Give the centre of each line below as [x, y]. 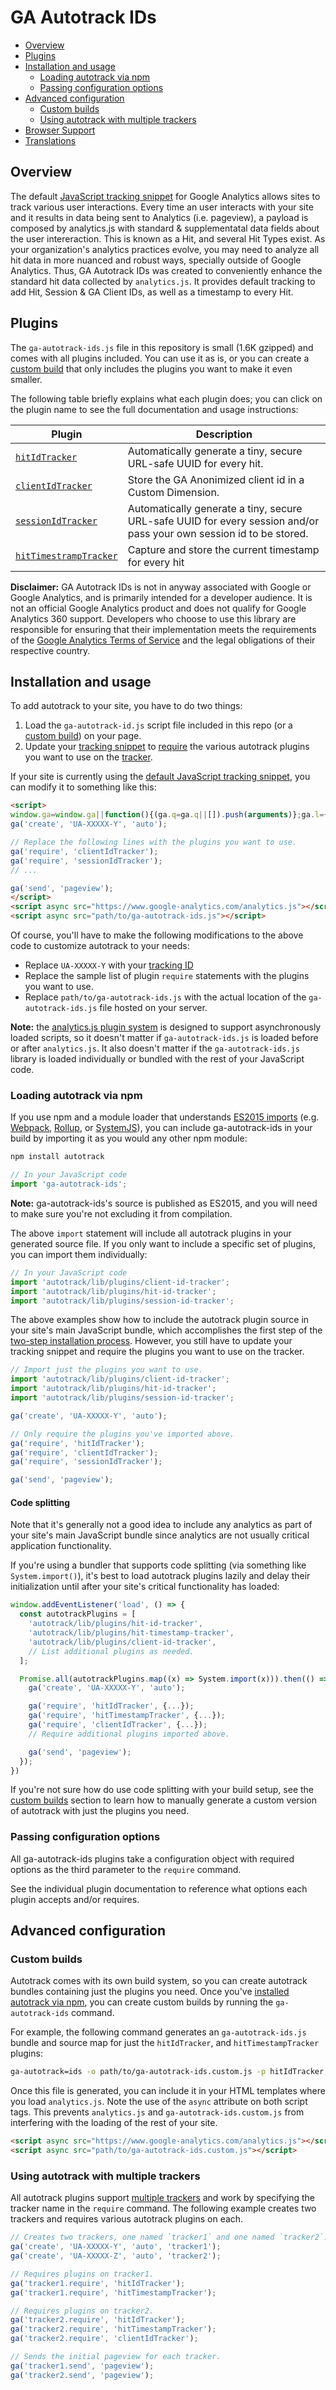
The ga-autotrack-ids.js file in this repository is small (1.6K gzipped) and [162, 347]
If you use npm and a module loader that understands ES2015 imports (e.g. [165, 1117]
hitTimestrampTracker [66, 555]
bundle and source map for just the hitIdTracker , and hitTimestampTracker [165, 2043]
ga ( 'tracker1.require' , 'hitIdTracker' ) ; [98, 2283]
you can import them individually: [79, 1254]
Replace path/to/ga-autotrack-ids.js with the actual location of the [165, 997]
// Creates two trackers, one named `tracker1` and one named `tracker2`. [169, 2237]
